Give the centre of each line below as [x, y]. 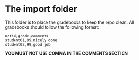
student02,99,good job [28, 44]
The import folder [41, 9]
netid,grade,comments [27, 36]
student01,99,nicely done [31, 40]
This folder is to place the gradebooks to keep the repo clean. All [70, 22]
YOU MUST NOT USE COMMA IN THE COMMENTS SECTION [67, 53]
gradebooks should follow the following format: [52, 27]
